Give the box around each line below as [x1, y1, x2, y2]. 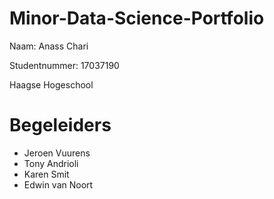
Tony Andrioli [23, 157, 79, 169]
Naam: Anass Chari [9, 40, 89, 52]
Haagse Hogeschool [9, 78, 94, 91]
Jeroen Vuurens [23, 147, 91, 159]
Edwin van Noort [23, 178, 94, 191]
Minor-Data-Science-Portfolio [9, 7, 265, 30]
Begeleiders [9, 114, 112, 137]
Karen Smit [23, 168, 70, 180]
